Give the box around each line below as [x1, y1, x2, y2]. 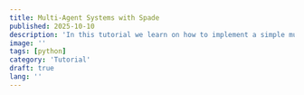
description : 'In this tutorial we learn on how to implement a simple [9, 30, 285, 39]
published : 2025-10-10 [9, 22, 95, 31]
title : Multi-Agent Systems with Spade [9, 13, 160, 23]
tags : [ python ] [9, 47, 67, 56]
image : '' [9, 38, 47, 48]
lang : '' [9, 72, 43, 81]
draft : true [9, 64, 54, 73]
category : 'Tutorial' [9, 55, 91, 64]
